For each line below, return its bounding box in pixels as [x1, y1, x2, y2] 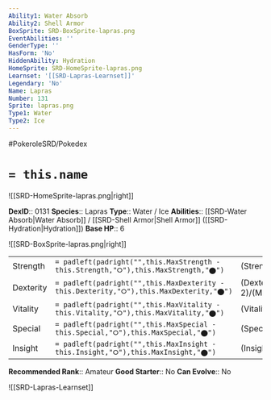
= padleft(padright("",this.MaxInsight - [55, 340, 216, 348]
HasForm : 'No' [8, 49, 56, 57]
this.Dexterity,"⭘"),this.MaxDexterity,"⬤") [55, 287, 233, 296]
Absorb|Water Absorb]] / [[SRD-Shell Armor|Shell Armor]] [8, 215, 201, 224]
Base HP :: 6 [85, 223, 125, 233]
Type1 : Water [8, 110, 52, 118]
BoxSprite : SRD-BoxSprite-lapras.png [8, 27, 135, 35]
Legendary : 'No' [8, 79, 63, 87]
